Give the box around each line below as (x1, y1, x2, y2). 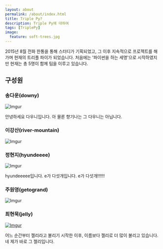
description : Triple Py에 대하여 (5, 21, 69, 26)
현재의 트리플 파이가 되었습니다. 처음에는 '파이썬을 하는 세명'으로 (14, 54, 137, 60)
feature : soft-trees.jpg (9, 35, 60, 40)
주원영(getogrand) (5, 187, 48, 193)
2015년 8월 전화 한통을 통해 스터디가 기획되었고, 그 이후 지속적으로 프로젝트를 (5, 48, 153, 54)
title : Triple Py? (5, 16, 42, 21)
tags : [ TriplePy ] (5, 25, 41, 30)
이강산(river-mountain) (5, 127, 60, 134)
